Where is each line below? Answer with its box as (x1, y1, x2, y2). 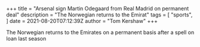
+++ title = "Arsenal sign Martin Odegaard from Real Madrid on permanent (6, 5, 189, 12)
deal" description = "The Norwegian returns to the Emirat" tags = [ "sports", (6, 11, 193, 18)
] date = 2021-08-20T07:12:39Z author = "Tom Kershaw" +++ (6, 18, 158, 24)
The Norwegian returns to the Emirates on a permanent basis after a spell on (6, 29, 195, 36)
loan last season (6, 35, 47, 42)
